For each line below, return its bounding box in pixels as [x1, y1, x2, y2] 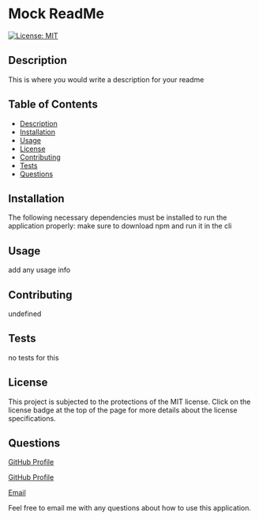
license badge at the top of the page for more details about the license [8, 405, 238, 415]
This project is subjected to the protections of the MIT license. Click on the [8, 397, 251, 406]
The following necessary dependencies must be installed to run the [8, 213, 227, 222]
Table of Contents [8, 98, 99, 111]
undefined [8, 309, 42, 318]
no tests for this [8, 352, 59, 362]
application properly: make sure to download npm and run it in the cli [8, 221, 232, 231]
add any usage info [8, 266, 71, 275]
